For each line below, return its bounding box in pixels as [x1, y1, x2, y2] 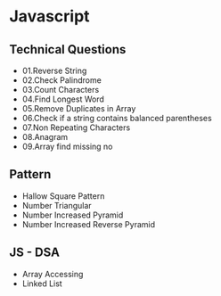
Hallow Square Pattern [21, 190, 105, 201]
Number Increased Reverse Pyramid [21, 218, 156, 229]
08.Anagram [21, 132, 69, 142]
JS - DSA [9, 245, 61, 260]
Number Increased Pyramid [21, 210, 124, 220]
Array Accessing [21, 268, 84, 279]
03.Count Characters [21, 85, 100, 95]
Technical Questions [9, 42, 127, 57]
